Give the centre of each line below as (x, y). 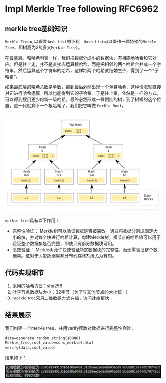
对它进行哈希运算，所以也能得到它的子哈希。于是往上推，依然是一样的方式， (83, 93)
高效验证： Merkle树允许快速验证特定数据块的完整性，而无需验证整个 (83, 249)
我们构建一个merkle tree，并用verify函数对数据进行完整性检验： (70, 328)
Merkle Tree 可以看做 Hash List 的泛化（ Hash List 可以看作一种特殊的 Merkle (81, 41)
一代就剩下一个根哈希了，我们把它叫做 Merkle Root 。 (72, 106)
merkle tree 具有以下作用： (33, 220)
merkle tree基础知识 (36, 28)
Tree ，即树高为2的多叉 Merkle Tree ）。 (44, 47)
